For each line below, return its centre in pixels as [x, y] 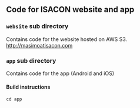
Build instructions [28, 87]
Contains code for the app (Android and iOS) [60, 73]
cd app [14, 99]
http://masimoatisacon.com [39, 45]
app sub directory [31, 60]
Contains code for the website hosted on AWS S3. [67, 39]
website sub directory [37, 26]
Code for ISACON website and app [70, 10]
